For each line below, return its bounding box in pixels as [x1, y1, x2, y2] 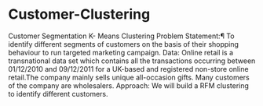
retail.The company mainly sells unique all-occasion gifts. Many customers [8, 72, 250, 82]
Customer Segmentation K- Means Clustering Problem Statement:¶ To [8, 31, 235, 41]
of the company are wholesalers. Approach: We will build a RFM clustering [8, 80, 250, 90]
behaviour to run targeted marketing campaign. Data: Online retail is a [8, 48, 234, 57]
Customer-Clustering [8, 5, 151, 23]
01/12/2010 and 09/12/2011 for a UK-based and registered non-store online [8, 64, 249, 73]
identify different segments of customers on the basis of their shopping [8, 39, 239, 48]
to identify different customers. [8, 89, 108, 98]
